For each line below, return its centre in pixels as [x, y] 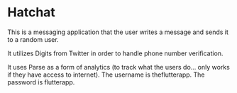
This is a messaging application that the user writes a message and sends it [118, 32]
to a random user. [33, 39]
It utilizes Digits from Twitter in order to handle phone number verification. [115, 53]
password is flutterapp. [41, 82]
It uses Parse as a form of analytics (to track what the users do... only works [119, 67]
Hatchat [31, 12]
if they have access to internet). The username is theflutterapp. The [106, 75]
